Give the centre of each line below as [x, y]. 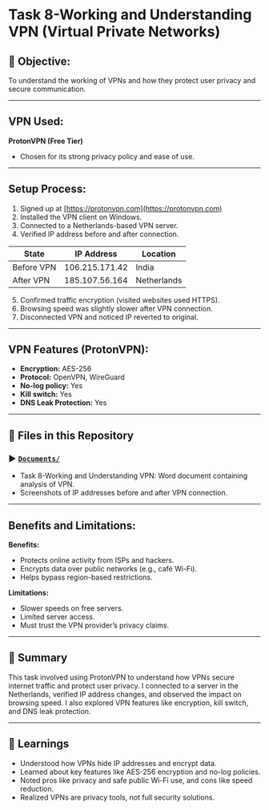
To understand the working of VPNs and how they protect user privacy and [132, 80]
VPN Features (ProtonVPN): [78, 350]
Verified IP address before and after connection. [99, 234]
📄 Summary [38, 658]
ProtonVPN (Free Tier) [46, 141]
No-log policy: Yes [51, 386]
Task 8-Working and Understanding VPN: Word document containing [134, 476]
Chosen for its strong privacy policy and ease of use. [107, 156]
